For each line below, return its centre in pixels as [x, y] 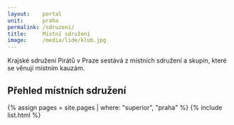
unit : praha [33, 21]
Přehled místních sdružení [67, 91]
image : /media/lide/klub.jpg [57, 40]
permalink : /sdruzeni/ [41, 27]
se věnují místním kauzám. [46, 68]
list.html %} [24, 115]
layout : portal [34, 14]
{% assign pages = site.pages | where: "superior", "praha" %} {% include [115, 107]
